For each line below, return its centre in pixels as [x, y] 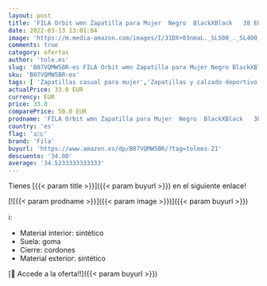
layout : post [30, 15]
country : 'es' [32, 126]
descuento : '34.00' [41, 156]
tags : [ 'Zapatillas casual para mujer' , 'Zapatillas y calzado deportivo [133, 82]
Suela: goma [40, 242]
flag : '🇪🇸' [28, 133]
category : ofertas [39, 52]
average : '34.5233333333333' [56, 164]
